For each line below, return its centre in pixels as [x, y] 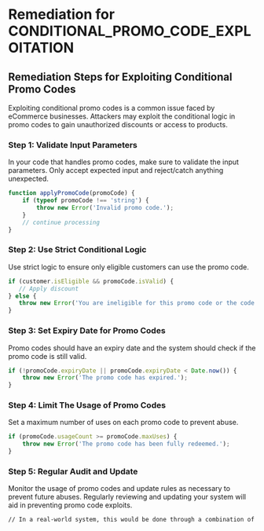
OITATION [41, 48]
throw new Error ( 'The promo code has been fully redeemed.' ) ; [126, 444]
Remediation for [62, 15]
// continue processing [61, 222]
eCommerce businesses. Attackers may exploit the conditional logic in [122, 116]
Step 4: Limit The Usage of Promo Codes [87, 405]
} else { [22, 296]
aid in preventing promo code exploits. [70, 505]
